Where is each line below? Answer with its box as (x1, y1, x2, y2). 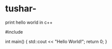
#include (5, 29, 23, 35)
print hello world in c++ (5, 19, 53, 25)
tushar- (5, 3, 37, 14)
